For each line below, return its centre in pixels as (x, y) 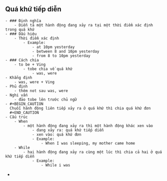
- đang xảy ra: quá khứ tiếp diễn (68, 130)
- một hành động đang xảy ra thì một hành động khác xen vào (88, 125)
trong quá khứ (20, 29)
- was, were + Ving (34, 82)
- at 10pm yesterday (53, 47)
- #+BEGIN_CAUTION (24, 104)
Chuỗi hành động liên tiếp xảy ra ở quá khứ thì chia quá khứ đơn (80, 108)
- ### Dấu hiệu (21, 34)
